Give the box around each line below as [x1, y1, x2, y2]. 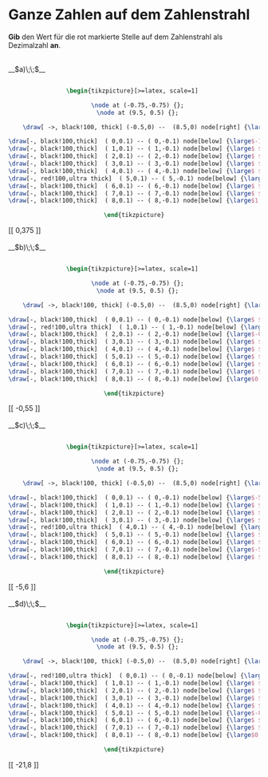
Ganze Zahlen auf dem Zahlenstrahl [8, 6, 250, 24]
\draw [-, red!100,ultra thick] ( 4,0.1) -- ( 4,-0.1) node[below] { [8, 523, 245, 531]
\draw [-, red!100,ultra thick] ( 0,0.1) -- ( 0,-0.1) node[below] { [8, 672, 245, 680]
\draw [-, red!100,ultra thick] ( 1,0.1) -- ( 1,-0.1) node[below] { [8, 323, 245, 331]
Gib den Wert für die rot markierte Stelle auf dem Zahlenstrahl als [8, 32, 223, 41]
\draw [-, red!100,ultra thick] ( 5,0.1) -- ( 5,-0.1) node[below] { [8, 174, 245, 183]
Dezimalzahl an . [8, 40, 61, 49]
